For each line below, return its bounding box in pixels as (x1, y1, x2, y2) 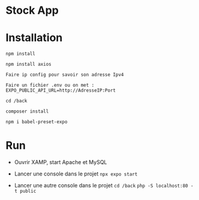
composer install (5, 108, 49, 114)
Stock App (5, 4, 59, 17)
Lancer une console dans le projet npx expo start (14, 170, 138, 177)
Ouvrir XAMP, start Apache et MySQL (14, 159, 107, 166)
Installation (5, 31, 63, 45)
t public (14, 188, 37, 195)
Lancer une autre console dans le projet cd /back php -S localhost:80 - (14, 182, 194, 189)
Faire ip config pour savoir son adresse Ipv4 (5, 72, 124, 78)
